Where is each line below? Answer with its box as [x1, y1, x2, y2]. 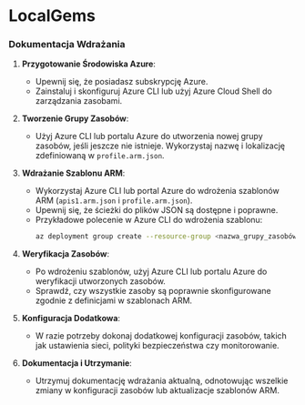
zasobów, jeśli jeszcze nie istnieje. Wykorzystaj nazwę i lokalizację [35, 140, 286, 151]
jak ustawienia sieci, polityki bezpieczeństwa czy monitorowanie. [35, 340, 280, 351]
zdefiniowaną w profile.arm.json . [35, 150, 165, 161]
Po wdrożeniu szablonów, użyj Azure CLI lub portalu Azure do [35, 266, 268, 278]
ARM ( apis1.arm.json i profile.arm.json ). [35, 195, 193, 206]
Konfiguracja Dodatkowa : [21, 313, 120, 324]
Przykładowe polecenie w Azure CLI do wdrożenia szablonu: [35, 215, 263, 226]
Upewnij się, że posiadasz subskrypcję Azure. [35, 76, 208, 87]
